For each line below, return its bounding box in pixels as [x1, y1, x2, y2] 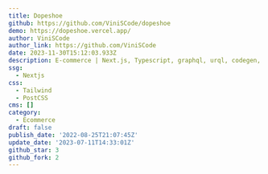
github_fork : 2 [8, 153, 60, 161]
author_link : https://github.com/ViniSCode [8, 42, 157, 50]
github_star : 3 [8, 146, 60, 154]
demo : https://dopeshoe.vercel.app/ [8, 26, 131, 34]
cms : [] [8, 101, 35, 109]
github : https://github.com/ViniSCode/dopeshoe [8, 19, 171, 27]
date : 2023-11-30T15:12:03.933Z [8, 49, 117, 57]
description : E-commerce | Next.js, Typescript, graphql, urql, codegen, [8, 57, 262, 65]
